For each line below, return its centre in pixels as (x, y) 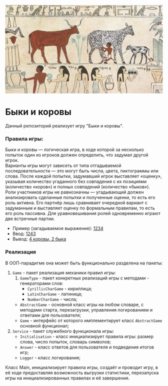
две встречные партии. (30, 219)
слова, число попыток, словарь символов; (65, 341)
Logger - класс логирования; (50, 357)
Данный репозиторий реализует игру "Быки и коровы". (64, 125)
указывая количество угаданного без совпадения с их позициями (76, 181)
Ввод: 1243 (24, 234)
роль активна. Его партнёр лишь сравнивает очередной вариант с (76, 203)
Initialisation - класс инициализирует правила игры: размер (87, 336)
